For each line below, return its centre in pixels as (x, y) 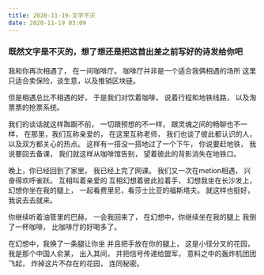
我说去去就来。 (32, 200)
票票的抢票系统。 (36, 107)
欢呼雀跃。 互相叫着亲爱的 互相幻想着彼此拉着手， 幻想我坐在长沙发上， (139, 180)
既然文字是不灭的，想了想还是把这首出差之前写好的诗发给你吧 (126, 52)
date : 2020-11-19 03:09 (47, 23)
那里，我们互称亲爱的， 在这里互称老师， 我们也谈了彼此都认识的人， (143, 134)
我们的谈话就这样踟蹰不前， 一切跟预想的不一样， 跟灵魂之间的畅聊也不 (124, 124)
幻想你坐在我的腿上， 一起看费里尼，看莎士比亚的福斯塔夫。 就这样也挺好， (131, 190)
